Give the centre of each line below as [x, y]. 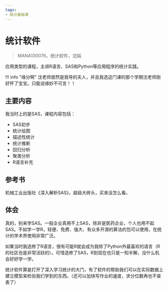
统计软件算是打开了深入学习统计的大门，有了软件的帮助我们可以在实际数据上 [84, 269]
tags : [11, 10]
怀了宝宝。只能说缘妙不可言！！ [42, 83]
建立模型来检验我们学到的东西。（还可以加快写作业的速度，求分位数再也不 [81, 276]
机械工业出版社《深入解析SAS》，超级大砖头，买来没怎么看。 [68, 193]
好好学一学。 [23, 259]
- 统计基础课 [17, 15]
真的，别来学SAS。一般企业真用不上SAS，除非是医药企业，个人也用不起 [80, 223]
